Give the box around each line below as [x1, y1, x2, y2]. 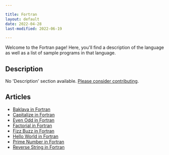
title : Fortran [5, 12, 37, 17]
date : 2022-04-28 [5, 21, 42, 26]
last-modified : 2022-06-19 [5, 26, 62, 31]
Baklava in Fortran [12, 106, 51, 112]
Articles [5, 92, 31, 102]
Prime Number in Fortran [12, 138, 65, 145]
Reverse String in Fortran [12, 144, 65, 150]
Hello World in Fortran [12, 133, 59, 139]
